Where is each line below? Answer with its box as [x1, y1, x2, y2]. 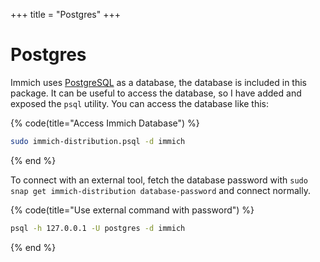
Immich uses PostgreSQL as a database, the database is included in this [10, 76, 307, 88]
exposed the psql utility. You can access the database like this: [10, 97, 270, 109]
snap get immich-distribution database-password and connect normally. [10, 184, 311, 196]
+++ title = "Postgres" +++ [10, 9, 122, 20]
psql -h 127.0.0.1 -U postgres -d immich [10, 223, 186, 233]
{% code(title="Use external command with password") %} [10, 204, 255, 216]
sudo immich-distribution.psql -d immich [10, 136, 186, 146]
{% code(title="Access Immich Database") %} [10, 117, 200, 129]
